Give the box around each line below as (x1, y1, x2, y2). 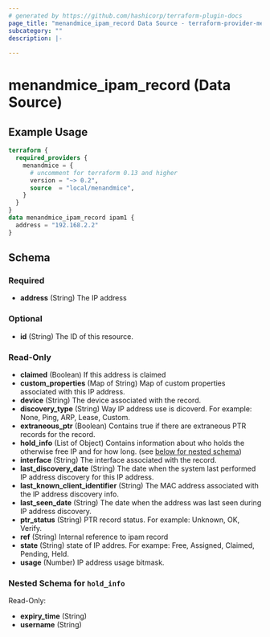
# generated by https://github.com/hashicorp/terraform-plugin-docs (8, 11, 243, 20)
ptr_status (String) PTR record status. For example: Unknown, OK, (19, 515, 240, 525)
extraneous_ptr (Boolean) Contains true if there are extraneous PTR (19, 421, 247, 431)
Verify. (19, 523, 43, 533)
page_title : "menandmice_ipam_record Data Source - (8, 19, 185, 27)
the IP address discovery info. (19, 489, 119, 499)
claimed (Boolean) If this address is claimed (19, 370, 166, 379)
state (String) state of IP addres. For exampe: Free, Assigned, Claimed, (19, 540, 255, 550)
